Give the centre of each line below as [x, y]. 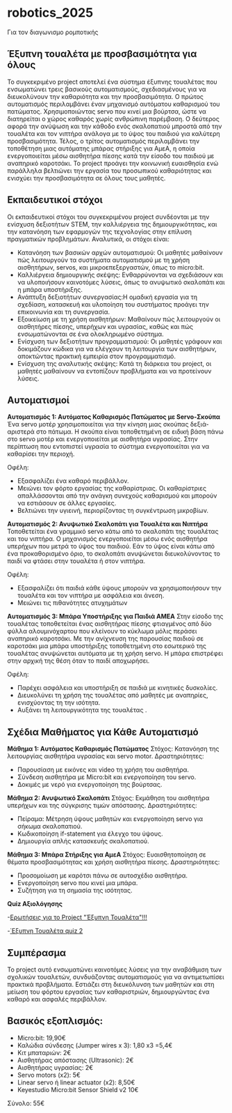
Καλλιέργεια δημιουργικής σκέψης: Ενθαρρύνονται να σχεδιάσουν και [120, 275]
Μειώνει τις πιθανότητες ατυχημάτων [72, 603]
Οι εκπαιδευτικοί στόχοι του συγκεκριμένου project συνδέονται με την [108, 217]
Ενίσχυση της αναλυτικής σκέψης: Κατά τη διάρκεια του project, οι [114, 363]
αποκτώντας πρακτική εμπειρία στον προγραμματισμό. [96, 356]
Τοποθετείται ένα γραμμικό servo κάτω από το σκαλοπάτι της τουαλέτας [113, 532]
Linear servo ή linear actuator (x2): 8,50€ [76, 1082]
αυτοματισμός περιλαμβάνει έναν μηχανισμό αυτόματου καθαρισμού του [114, 104]
